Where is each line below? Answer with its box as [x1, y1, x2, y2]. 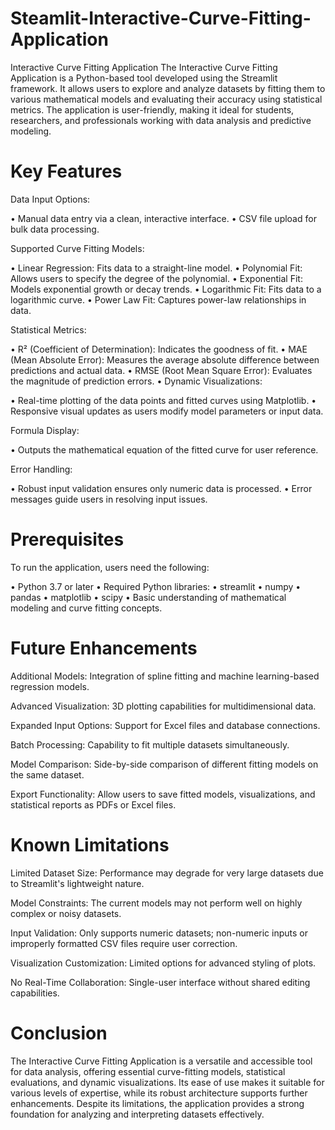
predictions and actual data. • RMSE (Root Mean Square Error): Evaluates [10, 364, 313, 376]
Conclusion [10, 1022, 108, 1044]
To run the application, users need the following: [10, 561, 210, 573]
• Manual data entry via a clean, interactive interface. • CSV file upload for [10, 212, 317, 224]
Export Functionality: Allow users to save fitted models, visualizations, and [10, 788, 316, 800]
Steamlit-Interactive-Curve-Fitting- [10, 7, 312, 30]
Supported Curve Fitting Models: [10, 242, 145, 254]
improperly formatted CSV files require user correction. [10, 937, 238, 949]
